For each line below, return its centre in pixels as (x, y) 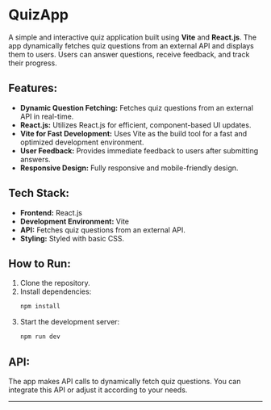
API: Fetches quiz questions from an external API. (102, 230)
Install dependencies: (56, 291)
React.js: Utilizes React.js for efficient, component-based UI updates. (135, 125)
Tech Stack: (39, 193)
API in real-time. (47, 116)
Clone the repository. (55, 283)
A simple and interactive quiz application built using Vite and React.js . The (132, 37)
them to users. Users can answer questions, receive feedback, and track (129, 54)
